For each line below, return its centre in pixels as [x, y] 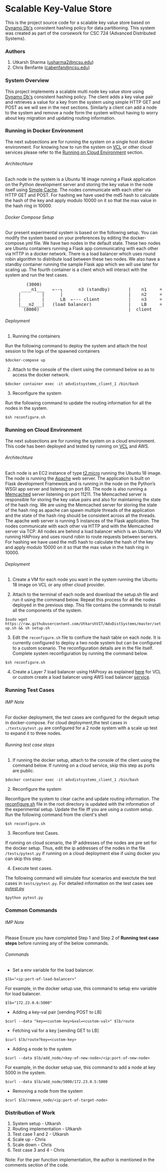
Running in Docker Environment [44, 131]
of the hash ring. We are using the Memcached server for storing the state [81, 505]
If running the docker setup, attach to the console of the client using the [86, 760]
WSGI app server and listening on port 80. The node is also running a [76, 489]
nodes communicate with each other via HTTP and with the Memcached [79, 526]
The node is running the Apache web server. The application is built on [78, 478]
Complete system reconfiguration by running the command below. [80, 653]
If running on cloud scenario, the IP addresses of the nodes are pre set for [81, 843]
